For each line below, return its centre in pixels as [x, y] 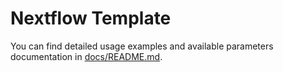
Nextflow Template [91, 18]
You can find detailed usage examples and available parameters [142, 46]
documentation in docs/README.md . [86, 56]
